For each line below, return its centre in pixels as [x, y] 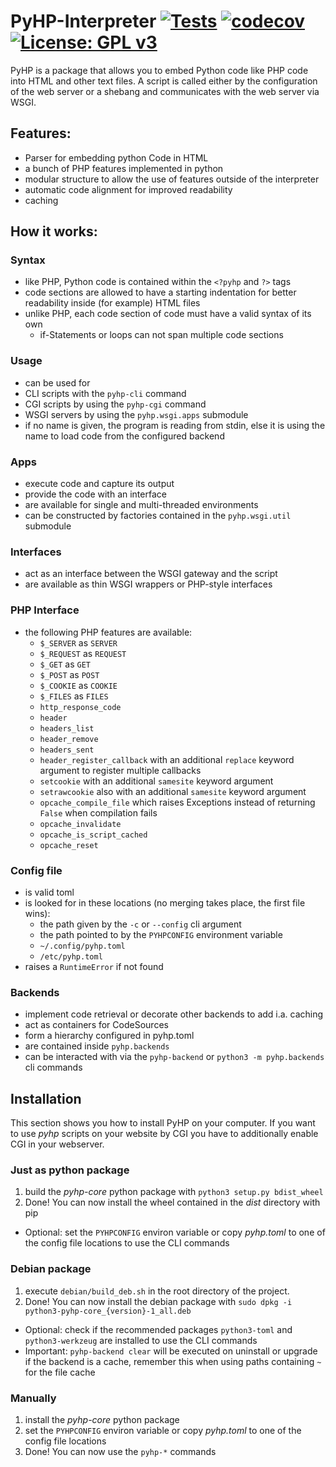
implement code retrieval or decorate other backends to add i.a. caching [174, 1014]
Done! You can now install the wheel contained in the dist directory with [172, 1202]
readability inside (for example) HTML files [112, 303]
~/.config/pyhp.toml [82, 946]
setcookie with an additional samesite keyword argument [156, 781]
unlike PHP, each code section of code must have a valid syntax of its [168, 314]
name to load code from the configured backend [124, 436]
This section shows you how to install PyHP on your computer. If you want [163, 1123]
